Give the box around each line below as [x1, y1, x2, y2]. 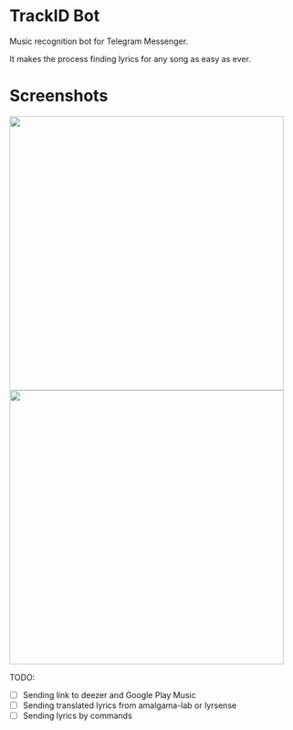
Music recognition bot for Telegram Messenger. [9, 36, 189, 47]
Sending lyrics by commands [22, 710, 132, 721]
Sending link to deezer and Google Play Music [22, 689, 196, 700]
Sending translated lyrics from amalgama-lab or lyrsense [22, 700, 237, 711]
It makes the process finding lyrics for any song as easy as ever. [9, 53, 251, 64]
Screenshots [9, 86, 109, 106]
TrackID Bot [9, 5, 100, 26]
